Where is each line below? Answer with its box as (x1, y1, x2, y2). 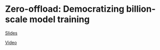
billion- (126, 3, 156, 15)
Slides (5, 30, 18, 36)
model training (29, 14, 90, 25)
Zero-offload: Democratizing (5, 3, 125, 15)
